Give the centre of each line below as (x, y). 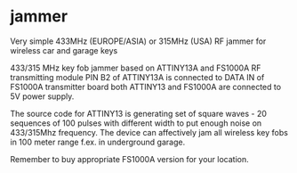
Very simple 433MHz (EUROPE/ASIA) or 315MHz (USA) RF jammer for (138, 41)
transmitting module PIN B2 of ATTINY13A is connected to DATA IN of (137, 77)
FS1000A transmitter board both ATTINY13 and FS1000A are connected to (146, 86)
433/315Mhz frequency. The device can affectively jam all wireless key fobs (149, 132)
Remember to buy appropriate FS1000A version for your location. (129, 159)
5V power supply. (42, 96)
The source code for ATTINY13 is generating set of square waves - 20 (139, 113)
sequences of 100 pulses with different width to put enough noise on (136, 123)
